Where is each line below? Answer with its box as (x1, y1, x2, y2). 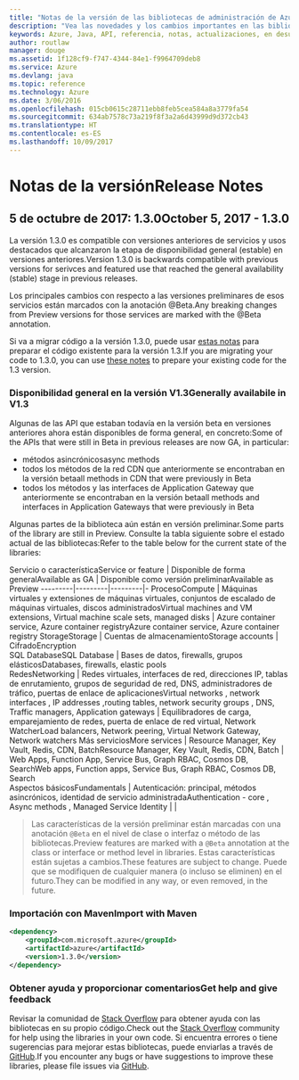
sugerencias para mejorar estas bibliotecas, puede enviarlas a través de (9, 1042, 273, 1052)
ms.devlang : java (9, 71, 74, 80)
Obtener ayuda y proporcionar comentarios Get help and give (9, 982, 278, 994)
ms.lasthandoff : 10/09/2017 (9, 137, 114, 146)
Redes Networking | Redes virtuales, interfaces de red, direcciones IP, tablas (9, 669, 288, 680)
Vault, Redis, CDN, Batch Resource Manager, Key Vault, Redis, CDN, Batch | (9, 745, 285, 755)
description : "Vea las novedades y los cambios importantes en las (9, 21, 265, 30)
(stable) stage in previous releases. (9, 273, 138, 284)
